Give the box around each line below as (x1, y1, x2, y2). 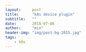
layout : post (5, 7, 41, 12)
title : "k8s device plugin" (5, 12, 75, 17)
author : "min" (5, 26, 43, 31)
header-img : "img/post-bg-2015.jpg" (5, 30, 81, 35)
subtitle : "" (5, 16, 37, 21)
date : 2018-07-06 (5, 21, 55, 26)
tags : (5, 35, 16, 40)
